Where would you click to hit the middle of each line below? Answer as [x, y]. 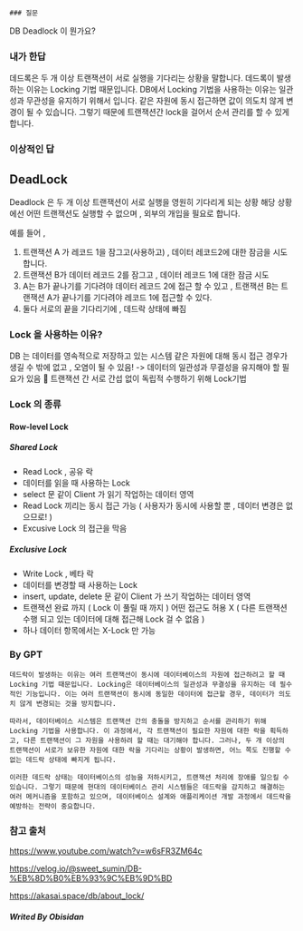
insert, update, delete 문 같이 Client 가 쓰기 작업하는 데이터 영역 [137, 596]
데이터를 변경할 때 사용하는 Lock [80, 584]
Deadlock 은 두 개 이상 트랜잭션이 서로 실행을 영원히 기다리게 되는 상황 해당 [142, 202]
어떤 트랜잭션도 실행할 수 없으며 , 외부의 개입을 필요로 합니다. [133, 214]
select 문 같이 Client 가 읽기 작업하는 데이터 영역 [108, 494]
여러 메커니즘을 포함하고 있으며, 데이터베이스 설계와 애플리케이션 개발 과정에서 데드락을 [151, 797]
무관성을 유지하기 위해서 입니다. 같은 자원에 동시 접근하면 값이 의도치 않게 [155, 101]
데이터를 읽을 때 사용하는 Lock [76, 483]
